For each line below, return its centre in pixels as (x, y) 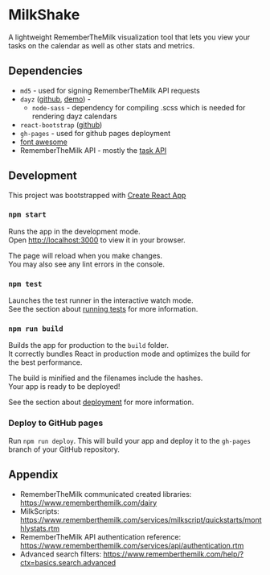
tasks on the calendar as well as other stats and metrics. (102, 45)
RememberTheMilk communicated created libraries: (106, 494)
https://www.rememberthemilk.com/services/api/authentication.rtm (132, 545)
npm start (27, 215)
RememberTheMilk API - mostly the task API (93, 150)
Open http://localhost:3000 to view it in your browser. (97, 240)
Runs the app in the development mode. (74, 231)
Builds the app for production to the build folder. (89, 345)
